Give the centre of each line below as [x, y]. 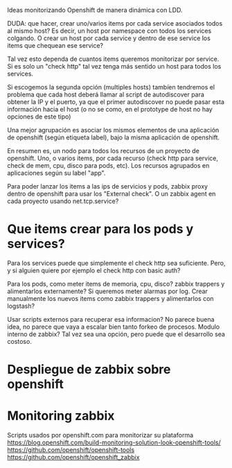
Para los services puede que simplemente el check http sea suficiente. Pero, [116, 263]
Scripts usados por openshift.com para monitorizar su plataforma [100, 435]
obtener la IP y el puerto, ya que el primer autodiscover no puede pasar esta [116, 102]
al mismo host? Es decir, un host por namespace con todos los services [109, 31]
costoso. [20, 341]
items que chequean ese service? [55, 45]
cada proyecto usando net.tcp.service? [63, 201]
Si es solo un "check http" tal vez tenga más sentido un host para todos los [114, 66]
